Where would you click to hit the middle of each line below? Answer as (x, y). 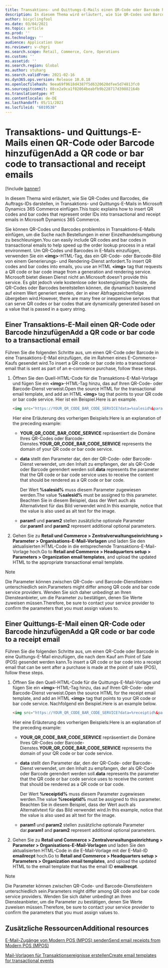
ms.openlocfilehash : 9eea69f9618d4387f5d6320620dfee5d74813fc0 (72, 84)
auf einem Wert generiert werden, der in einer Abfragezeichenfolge (74, 293)
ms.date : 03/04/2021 (27, 24)
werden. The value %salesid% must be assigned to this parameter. (88, 495)
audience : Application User (34, 43)
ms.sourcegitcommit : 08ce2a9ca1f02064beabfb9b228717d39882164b (72, 89)
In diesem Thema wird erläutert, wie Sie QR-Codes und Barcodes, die (77, 198)
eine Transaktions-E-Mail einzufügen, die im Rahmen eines (66, 358)
